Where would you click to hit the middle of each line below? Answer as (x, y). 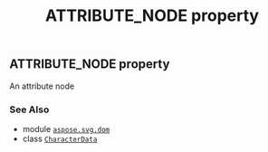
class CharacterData (60, 138)
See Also (29, 109)
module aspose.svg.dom (66, 128)
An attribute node (42, 86)
